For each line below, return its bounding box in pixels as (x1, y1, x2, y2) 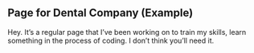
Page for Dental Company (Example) (7, 6, 194, 20)
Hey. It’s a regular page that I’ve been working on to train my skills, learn (7, 27, 247, 36)
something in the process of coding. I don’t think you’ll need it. (7, 36, 215, 45)
